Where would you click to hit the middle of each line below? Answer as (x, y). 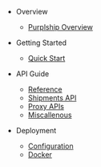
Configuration (50, 146)
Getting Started (41, 43)
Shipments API (52, 98)
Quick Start (46, 58)
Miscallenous (50, 115)
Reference (45, 89)
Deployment (36, 130)
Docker (40, 155)
